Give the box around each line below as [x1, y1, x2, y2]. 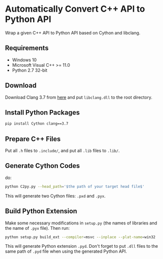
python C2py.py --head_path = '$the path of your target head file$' [5, 184, 145, 189]
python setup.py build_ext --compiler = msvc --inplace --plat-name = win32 [5, 235, 156, 240]
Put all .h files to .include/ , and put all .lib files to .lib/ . [5, 148, 120, 154]
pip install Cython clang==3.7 [5, 121, 69, 126]
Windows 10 [12, 57, 37, 63]
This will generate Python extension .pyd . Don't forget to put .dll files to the [5, 243, 158, 249]
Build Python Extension [5, 207, 77, 215]
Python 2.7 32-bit [12, 67, 48, 73]
